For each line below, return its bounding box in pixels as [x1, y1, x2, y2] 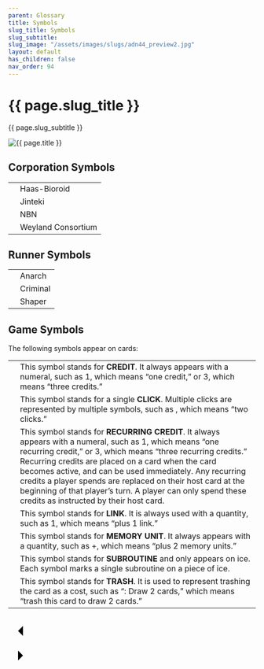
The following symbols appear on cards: [8, 344, 139, 353]
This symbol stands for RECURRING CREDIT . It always [20, 427, 220, 438]
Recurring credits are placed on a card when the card [20, 456, 217, 467]
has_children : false [8, 56, 76, 64]
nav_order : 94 [8, 63, 55, 71]
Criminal [20, 283, 51, 294]
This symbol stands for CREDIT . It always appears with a [20, 361, 229, 372]
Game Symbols [8, 323, 84, 336]
